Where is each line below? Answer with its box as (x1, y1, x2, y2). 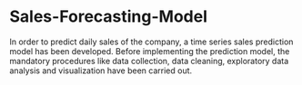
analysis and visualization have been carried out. (9, 65, 193, 76)
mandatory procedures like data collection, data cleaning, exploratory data (9, 55, 289, 66)
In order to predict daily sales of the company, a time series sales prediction (9, 36, 294, 47)
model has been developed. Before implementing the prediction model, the (9, 45, 290, 56)
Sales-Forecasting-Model (9, 6, 207, 27)
